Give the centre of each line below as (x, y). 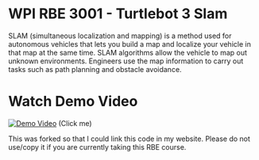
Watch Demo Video (73, 102)
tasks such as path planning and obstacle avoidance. (95, 69)
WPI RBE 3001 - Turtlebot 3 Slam (118, 14)
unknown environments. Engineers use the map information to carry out (126, 61)
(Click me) (75, 123)
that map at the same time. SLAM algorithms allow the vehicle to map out (128, 52)
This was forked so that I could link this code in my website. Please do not (129, 139)
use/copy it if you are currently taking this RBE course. (97, 147)
